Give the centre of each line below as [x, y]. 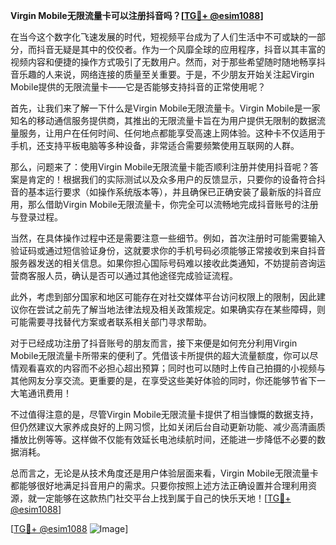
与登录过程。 [36, 217]
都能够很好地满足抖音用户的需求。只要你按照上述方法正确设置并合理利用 [159, 485]
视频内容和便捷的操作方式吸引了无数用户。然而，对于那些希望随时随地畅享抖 [168, 62]
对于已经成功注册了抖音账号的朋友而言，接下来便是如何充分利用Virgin [154, 343]
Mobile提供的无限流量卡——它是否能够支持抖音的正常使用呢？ [138, 87]
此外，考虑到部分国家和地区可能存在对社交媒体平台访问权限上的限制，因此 [163, 297]
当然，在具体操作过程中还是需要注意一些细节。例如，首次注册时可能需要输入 [168, 238]
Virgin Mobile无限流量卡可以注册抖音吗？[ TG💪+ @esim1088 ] [137, 15]
